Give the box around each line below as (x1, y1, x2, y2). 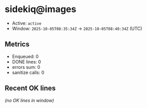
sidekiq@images (5, 4, 77, 15)
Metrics (5, 40, 30, 49)
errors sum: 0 (12, 64, 41, 70)
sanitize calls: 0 (12, 69, 45, 75)
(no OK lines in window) (5, 97, 54, 103)
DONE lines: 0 (12, 59, 41, 65)
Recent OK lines (5, 84, 56, 92)
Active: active (12, 20, 42, 26)
